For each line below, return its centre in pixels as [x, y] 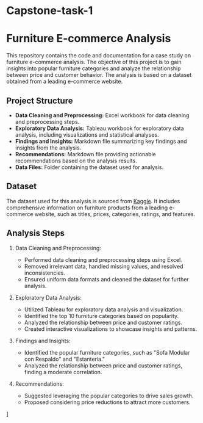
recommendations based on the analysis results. [76, 161]
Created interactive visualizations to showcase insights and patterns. [111, 329]
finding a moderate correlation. [63, 372]
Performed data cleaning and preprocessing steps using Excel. [103, 259]
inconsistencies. [45, 273]
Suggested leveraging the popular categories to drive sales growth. [109, 396]
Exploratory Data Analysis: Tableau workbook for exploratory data [99, 128]
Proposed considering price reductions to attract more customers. [107, 402]
